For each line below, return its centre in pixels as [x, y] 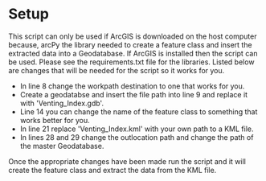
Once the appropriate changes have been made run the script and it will [127, 161]
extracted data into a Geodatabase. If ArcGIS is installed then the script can [133, 53]
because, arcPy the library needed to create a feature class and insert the [130, 44]
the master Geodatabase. [62, 146]
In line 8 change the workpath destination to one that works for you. [132, 86]
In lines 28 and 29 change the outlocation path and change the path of [137, 137]
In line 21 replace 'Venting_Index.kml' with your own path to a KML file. [137, 129]
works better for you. [55, 120]
